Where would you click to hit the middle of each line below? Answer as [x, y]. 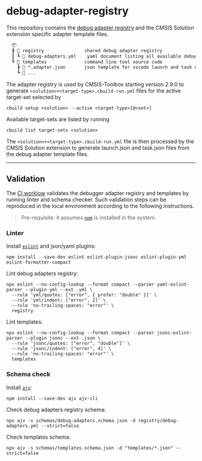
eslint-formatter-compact [38, 262]
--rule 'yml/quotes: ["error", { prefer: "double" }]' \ [84, 295]
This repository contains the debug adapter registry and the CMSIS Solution [100, 28]
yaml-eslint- [173, 285]
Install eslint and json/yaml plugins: [51, 246]
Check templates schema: [38, 437]
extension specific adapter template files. [57, 34]
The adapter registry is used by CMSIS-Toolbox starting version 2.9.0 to [95, 85]
